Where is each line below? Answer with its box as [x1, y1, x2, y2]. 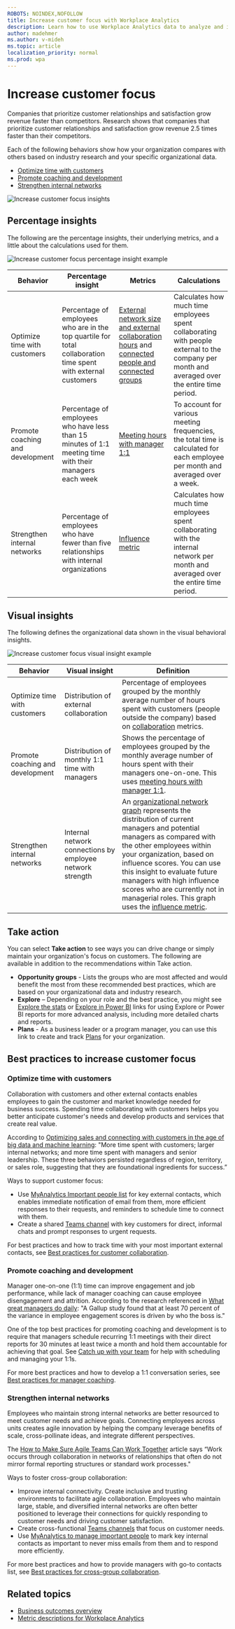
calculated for [173, 443, 219, 453]
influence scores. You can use [122, 858, 222, 868]
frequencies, [173, 425, 215, 435]
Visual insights [7, 610, 73, 621]
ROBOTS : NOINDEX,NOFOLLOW [7, 10, 83, 18]
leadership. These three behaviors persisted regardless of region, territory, [7, 1155, 222, 1164]
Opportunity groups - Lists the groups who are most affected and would [17, 973, 228, 982]
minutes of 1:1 [62, 439, 110, 448]
